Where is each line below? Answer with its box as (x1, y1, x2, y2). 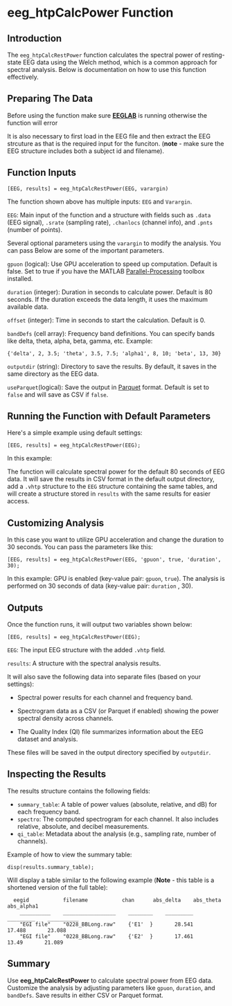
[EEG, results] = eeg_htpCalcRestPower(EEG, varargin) (7, 185, 169, 192)
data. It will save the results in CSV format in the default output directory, (7, 475, 215, 483)
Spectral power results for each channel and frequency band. (17, 694, 193, 702)
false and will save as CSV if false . (7, 390, 109, 399)
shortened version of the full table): (7, 883, 108, 891)
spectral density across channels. (17, 715, 114, 723)
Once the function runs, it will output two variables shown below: (7, 620, 193, 629)
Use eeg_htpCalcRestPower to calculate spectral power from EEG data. (7, 976, 213, 985)
